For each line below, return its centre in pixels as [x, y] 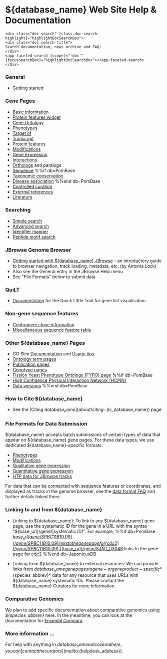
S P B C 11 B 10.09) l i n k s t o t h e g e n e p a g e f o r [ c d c [71, 543]
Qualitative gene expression [41, 466]
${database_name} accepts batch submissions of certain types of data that [83, 434]
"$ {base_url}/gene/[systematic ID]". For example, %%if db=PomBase [84, 531]
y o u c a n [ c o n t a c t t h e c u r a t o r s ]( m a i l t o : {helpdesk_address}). [64, 651]
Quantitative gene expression [43, 471]
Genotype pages [30, 370]
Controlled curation [32, 186]
